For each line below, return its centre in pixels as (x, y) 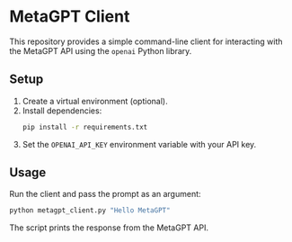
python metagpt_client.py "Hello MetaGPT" (90, 211)
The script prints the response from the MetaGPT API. (109, 228)
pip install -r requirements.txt (85, 127)
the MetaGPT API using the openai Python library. (101, 50)
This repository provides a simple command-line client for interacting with (146, 41)
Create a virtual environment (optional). (95, 101)
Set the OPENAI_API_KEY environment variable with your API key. (139, 144)
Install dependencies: (62, 111)
